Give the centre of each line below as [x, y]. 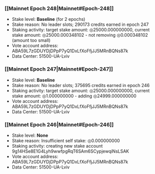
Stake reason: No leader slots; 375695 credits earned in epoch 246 [81, 85]
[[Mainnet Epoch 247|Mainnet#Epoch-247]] [59, 69]
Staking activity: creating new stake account [57, 146]
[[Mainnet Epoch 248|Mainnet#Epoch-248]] [59, 8]
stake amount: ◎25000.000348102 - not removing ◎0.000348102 [80, 35]
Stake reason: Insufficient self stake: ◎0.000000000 [66, 140]
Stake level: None [30, 135]
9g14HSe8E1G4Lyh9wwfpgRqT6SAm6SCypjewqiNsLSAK [71, 151]
